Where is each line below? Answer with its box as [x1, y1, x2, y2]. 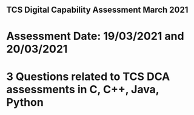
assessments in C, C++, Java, [6, 82, 159, 96]
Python [6, 95, 44, 109]
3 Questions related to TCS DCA [6, 70, 170, 84]
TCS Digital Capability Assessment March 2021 [6, 5, 189, 15]
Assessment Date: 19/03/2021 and [6, 29, 184, 43]
